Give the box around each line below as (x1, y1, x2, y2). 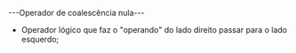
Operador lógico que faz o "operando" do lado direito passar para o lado (20, 25, 288, 34)
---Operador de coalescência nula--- (8, 8, 145, 18)
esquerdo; (20, 34, 60, 44)
